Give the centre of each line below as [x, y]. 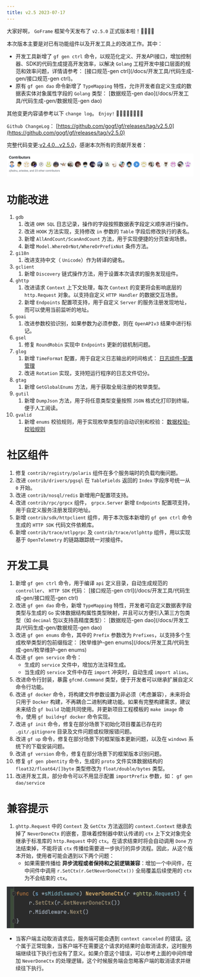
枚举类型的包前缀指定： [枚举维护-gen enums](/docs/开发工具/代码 [102, 643]
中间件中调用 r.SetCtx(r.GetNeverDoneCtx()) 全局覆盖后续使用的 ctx [108, 871]
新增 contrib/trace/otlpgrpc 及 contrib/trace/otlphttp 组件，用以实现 [103, 532]
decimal [42, 621]
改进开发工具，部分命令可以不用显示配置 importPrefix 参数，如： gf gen [104, 776]
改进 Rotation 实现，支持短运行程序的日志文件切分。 [88, 373]
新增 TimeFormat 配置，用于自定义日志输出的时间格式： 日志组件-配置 [109, 358]
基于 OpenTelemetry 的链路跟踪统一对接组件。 [71, 540]
